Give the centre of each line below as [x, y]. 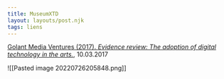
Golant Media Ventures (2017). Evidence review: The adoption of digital [112, 47]
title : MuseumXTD [33, 14]
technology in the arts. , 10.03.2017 [58, 54]
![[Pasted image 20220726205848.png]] [67, 68]
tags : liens [25, 27]
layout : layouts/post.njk [46, 20]
